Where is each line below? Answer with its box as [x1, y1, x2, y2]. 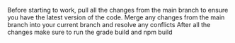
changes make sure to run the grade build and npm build [7, 28, 173, 36]
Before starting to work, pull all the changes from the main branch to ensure [7, 6, 229, 14]
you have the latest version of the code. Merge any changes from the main [7, 13, 225, 21]
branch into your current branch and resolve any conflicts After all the [7, 21, 211, 28]
